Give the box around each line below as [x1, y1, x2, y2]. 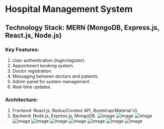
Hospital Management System [5, 3, 133, 15]
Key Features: [5, 46, 40, 53]
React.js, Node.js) [5, 31, 62, 39]
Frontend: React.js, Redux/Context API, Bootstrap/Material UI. [12, 108, 138, 114]
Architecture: [5, 96, 38, 103]
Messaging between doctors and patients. [12, 73, 99, 79]
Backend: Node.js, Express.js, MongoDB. [12, 113, 96, 119]
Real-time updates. [12, 84, 52, 90]
